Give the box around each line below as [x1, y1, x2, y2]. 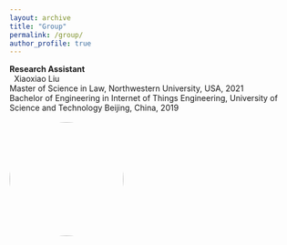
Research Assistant [9, 64, 86, 75]
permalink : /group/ [9, 30, 84, 39]
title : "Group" [9, 22, 67, 31]
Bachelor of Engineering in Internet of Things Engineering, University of [9, 93, 278, 104]
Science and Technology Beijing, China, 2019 [9, 102, 179, 114]
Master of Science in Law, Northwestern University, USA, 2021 [9, 83, 244, 94]
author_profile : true [9, 38, 92, 48]
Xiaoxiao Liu [13, 74, 60, 85]
